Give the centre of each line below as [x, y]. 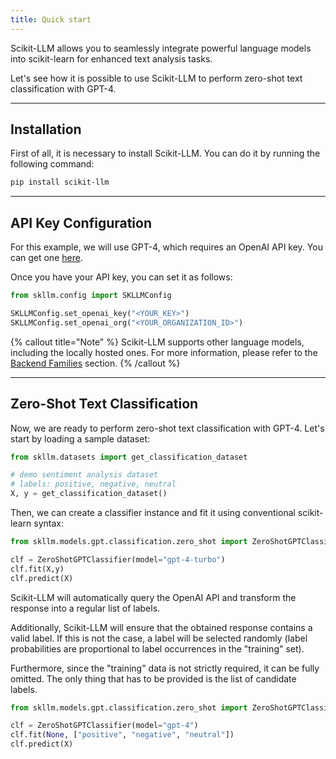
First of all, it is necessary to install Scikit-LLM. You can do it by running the [165, 153]
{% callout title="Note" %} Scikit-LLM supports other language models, [157, 342]
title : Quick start [51, 19]
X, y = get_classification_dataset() [89, 494]
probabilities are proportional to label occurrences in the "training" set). [157, 648]
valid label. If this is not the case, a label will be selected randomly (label [159, 638]
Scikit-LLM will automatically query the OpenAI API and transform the [153, 597]
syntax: [48, 523]
